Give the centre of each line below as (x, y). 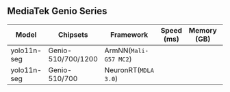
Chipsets (73, 35)
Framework (129, 35)
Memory (203, 30)
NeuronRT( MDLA (129, 70)
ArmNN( (118, 50)
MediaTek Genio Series (57, 11)
